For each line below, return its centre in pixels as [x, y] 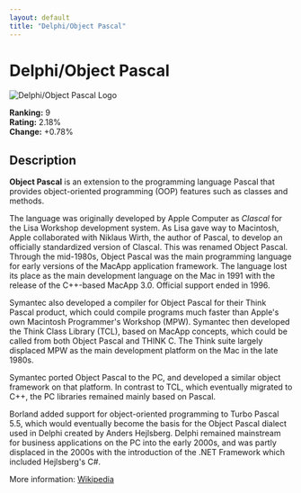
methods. [27, 201]
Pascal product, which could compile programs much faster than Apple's [144, 312]
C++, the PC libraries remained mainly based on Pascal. [113, 397]
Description [43, 160]
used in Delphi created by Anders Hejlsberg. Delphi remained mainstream [145, 434]
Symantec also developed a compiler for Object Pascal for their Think [138, 303]
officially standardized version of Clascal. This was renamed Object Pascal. [149, 247]
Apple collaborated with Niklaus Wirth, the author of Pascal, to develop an [146, 238]
